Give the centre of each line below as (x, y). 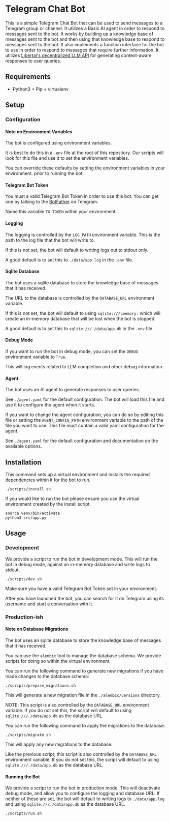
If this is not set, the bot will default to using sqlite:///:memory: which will (83, 313)
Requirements (28, 77)
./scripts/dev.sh (24, 579)
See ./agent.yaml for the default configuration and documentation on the (82, 441)
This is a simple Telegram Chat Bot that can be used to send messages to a (84, 23)
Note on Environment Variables (39, 131)
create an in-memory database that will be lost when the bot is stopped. (80, 318)
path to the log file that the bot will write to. (50, 240)
